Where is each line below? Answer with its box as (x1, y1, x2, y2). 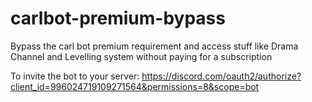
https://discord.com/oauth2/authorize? (141, 70, 302, 82)
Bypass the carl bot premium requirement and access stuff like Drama (10, 40, 299, 52)
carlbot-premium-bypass (10, 7, 226, 30)
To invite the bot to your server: (10, 70, 140, 82)
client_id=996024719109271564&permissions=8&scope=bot (10, 80, 260, 92)
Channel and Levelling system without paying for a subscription (10, 50, 273, 62)
